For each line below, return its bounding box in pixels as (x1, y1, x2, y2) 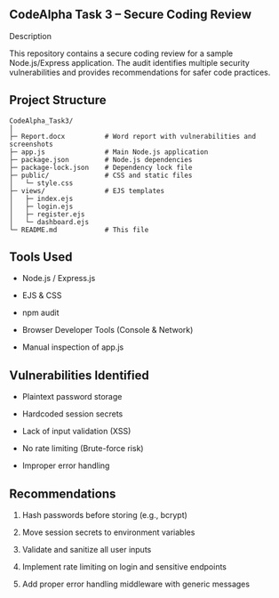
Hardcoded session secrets (21, 408, 124, 419)
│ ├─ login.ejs (9, 202, 74, 211)
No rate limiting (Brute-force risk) (21, 443, 144, 454)
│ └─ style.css (9, 178, 74, 188)
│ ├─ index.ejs (9, 194, 74, 203)
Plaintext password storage (21, 392, 123, 402)
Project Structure (9, 93, 107, 108)
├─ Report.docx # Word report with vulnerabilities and (9, 132, 256, 141)
